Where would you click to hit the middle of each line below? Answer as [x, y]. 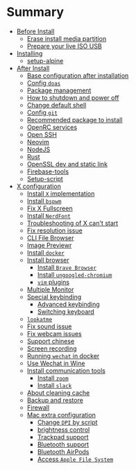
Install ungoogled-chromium [75, 274]
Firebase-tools [48, 171]
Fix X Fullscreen [50, 208]
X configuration [39, 186]
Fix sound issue [49, 326]
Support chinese [51, 341]
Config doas [44, 83]
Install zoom [53, 378]
